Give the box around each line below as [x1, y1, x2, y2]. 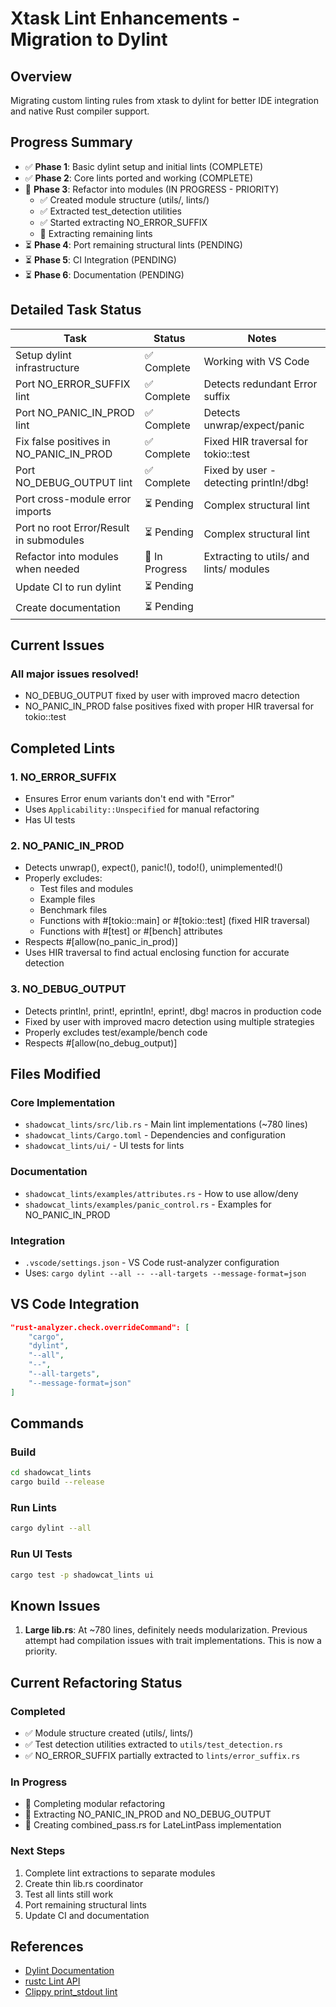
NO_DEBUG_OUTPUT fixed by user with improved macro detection [24, 690, 300, 702]
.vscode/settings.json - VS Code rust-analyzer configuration [24, 1256, 280, 1268]
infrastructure [15, 360, 80, 374]
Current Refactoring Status [10, 1674, 183, 1691]
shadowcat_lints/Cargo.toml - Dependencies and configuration [24, 1129, 286, 1141]
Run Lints [10, 1501, 57, 1515]
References [10, 1938, 84, 1955]
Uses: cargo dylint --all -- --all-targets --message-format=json [24, 1267, 307, 1279]
